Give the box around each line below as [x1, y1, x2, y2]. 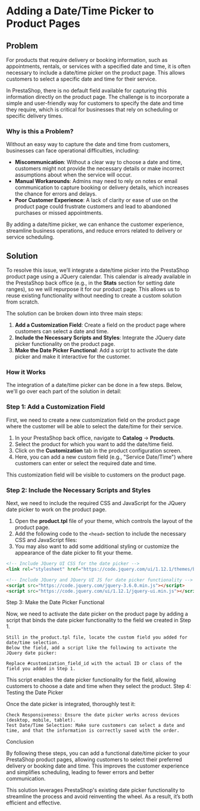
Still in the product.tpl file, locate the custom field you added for [6, 634, 187, 640]
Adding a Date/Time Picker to [6, 4, 154, 18]
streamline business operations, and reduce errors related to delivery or [6, 227, 183, 234]
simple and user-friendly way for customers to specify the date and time [6, 100, 184, 107]
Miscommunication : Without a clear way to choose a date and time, [14, 159, 183, 166]
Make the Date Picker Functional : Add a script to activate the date [14, 347, 179, 354]
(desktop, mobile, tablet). [6, 717, 76, 723]
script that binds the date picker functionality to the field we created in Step [6, 617, 192, 624]
